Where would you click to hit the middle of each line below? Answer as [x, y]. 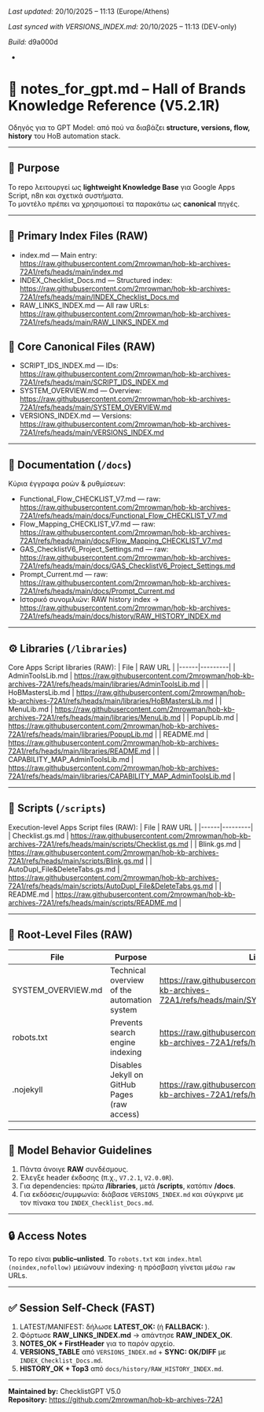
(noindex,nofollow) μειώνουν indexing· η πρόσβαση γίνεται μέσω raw [122, 1267]
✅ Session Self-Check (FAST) [82, 1308]
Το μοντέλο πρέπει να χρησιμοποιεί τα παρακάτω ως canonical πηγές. [124, 203]
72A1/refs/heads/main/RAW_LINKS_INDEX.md [94, 321]
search [123, 1032]
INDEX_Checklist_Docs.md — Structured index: [96, 280]
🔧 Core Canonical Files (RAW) [82, 346]
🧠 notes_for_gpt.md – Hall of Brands [127, 89]
